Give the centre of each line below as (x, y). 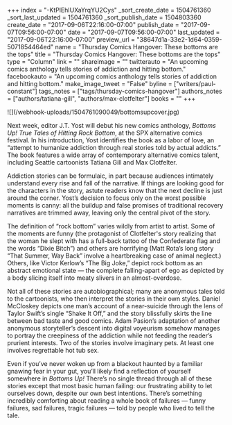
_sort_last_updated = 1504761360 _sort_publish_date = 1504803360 (105, 17)
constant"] (23, 91)
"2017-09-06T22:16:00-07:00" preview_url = (71, 40)
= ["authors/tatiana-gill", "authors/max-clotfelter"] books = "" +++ (101, 99)
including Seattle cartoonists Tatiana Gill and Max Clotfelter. (92, 162)
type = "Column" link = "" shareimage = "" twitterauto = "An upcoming (108, 61)
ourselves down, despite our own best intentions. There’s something (105, 393)
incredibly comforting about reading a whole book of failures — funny (107, 401)
